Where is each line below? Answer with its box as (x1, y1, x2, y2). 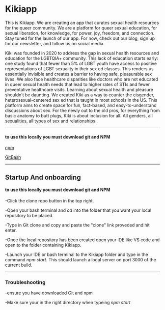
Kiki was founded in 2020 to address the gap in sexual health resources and (5, 50, 159, 56)
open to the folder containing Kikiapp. (5, 242, 82, 248)
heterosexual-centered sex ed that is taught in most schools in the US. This (5, 97, 158, 103)
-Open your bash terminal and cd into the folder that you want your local (5, 207, 152, 213)
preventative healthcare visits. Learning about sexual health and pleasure (5, 86, 154, 92)
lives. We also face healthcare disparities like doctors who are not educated (5, 76, 159, 82)
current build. (5, 262, 32, 268)
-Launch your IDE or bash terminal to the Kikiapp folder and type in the (5, 252, 148, 257)
